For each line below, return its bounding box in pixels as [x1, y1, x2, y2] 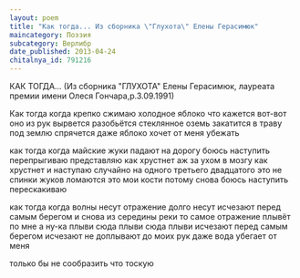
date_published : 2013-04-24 [9, 47, 117, 57]
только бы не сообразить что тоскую [9, 258, 155, 269]
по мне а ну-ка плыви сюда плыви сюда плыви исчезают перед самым [9, 221, 289, 232]
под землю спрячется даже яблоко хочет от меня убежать [9, 128, 240, 138]
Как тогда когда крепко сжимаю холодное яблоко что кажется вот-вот [9, 108, 287, 118]
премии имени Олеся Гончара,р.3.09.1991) [9, 90, 175, 101]
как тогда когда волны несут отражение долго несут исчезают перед [9, 201, 281, 212]
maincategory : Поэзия [9, 30, 92, 39]
